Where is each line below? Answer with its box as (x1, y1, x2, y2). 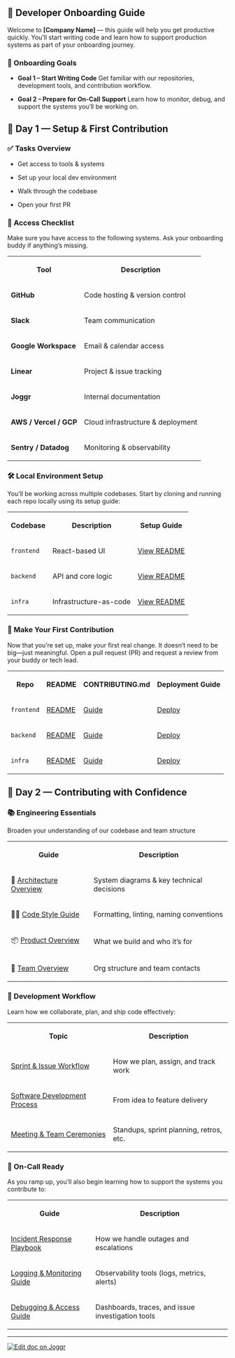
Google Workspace (10, 341, 77, 351)
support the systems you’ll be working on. (17, 102, 138, 111)
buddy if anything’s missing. (7, 241, 89, 249)
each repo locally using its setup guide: (7, 497, 120, 505)
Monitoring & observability (83, 443, 171, 453)
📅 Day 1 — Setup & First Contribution (7, 123, 169, 135)
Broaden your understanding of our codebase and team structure (7, 826, 196, 835)
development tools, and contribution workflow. (17, 81, 152, 90)
